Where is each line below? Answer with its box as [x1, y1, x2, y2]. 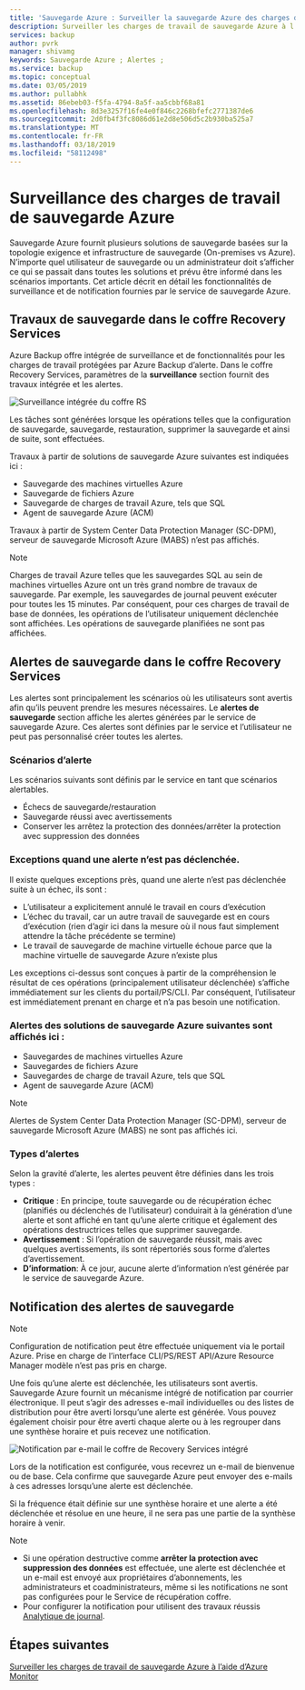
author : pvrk [9, 38, 59, 48]
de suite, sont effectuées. [9, 434, 105, 445]
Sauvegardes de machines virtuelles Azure [22, 1051, 183, 1062]
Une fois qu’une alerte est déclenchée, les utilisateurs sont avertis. [9, 1378, 259, 1389]
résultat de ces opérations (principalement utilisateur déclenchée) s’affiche [9, 976, 290, 987]
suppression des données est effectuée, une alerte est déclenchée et [22, 1563, 286, 1574]
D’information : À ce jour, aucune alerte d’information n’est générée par [22, 1263, 290, 1274]
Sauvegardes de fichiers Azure [22, 1061, 139, 1072]
